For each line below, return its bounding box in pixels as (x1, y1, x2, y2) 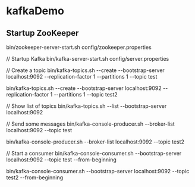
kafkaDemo (6, 4, 64, 18)
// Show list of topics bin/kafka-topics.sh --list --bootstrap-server (6, 102, 167, 110)
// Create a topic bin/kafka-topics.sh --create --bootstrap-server (6, 67, 165, 74)
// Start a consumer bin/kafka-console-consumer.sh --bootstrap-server (6, 150, 182, 157)
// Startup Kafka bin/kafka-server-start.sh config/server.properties (6, 55, 169, 62)
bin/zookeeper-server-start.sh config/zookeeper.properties (6, 43, 152, 51)
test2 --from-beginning (6, 174, 64, 181)
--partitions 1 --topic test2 (54, 91, 118, 98)
